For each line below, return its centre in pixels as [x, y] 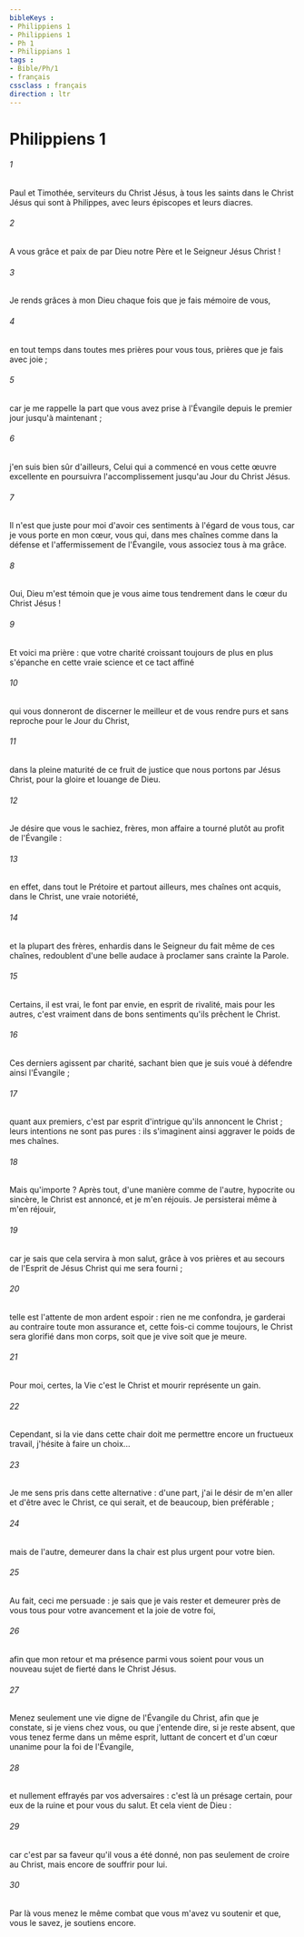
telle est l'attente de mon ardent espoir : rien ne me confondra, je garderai [147, 1317]
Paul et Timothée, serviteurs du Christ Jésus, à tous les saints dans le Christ [152, 193]
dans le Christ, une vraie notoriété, [74, 897]
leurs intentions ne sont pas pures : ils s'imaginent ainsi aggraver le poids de [152, 1131]
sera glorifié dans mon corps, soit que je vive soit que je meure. [128, 1336]
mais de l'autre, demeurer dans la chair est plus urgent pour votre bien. [142, 1551]
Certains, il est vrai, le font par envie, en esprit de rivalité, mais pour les [142, 1004]
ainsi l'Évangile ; [39, 1072]
